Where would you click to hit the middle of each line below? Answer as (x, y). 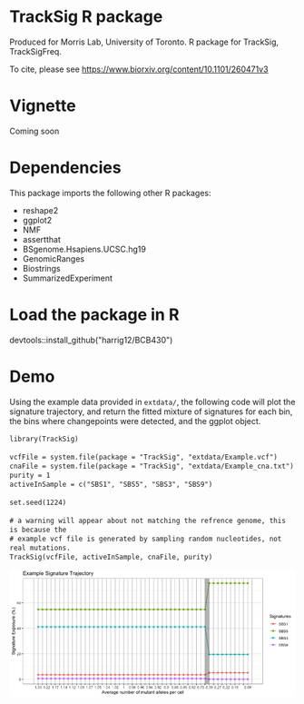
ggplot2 (37, 220)
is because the (38, 530)
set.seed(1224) (38, 502)
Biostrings (41, 268)
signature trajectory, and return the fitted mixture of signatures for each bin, (151, 411)
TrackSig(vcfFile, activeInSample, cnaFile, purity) (111, 557)
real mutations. (40, 548)
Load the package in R (94, 314)
